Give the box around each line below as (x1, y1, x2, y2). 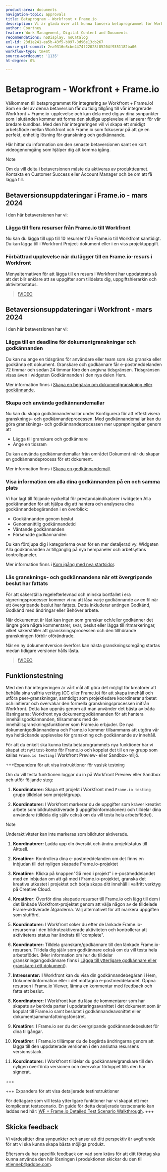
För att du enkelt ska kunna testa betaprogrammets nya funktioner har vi (5, 742, 153, 748)
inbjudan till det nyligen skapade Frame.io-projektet (12, 861, 118, 867)
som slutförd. (12, 912, 40, 918)
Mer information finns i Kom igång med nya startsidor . (5, 562, 115, 568)
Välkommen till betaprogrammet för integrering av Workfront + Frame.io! (5, 100, 153, 106)
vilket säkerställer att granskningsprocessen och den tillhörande (5, 627, 137, 633)
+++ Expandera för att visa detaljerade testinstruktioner (5, 1088, 119, 1094)
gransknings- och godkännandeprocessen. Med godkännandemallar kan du (5, 416, 161, 422)
